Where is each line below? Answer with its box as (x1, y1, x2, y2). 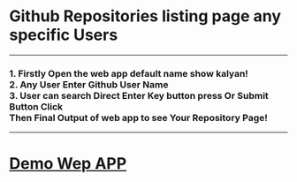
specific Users (9, 25, 118, 45)
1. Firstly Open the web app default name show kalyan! (9, 67, 249, 80)
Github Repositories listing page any (9, 6, 281, 27)
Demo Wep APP (9, 154, 127, 174)
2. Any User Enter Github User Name (9, 78, 169, 90)
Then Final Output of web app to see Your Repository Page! (9, 111, 268, 124)
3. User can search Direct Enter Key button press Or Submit (9, 89, 270, 102)
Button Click (9, 100, 64, 112)
